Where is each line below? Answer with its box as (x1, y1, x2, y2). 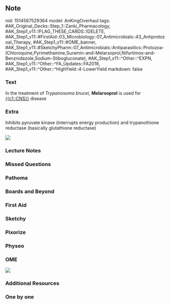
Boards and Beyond (5, 188, 55, 195)
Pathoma (5, 174, 28, 181)
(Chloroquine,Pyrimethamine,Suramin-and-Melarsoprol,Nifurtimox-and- (5, 50, 156, 56)
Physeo (5, 242, 24, 249)
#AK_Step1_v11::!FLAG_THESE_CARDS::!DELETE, (5, 28, 106, 34)
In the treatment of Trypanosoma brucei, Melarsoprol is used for (5, 90, 141, 96)
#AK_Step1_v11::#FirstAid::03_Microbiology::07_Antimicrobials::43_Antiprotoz (5, 33, 165, 40)
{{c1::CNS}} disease (5, 96, 47, 102)
